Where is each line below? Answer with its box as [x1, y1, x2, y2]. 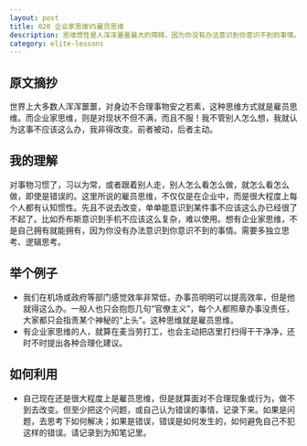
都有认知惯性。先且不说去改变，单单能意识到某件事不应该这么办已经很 [25, 202, 290, 213]
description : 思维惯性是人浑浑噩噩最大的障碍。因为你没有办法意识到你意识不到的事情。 [9, 30, 302, 39]
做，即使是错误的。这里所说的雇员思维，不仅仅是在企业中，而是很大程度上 [9, 190, 290, 201]
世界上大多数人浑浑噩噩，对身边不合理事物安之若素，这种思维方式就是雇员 [9, 101, 290, 112]
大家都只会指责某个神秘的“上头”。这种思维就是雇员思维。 [22, 314, 239, 325]
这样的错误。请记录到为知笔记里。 [22, 427, 152, 438]
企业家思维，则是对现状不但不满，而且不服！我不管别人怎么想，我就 [33, 112, 290, 123]
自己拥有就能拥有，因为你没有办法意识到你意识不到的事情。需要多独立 [16, 225, 281, 236]
